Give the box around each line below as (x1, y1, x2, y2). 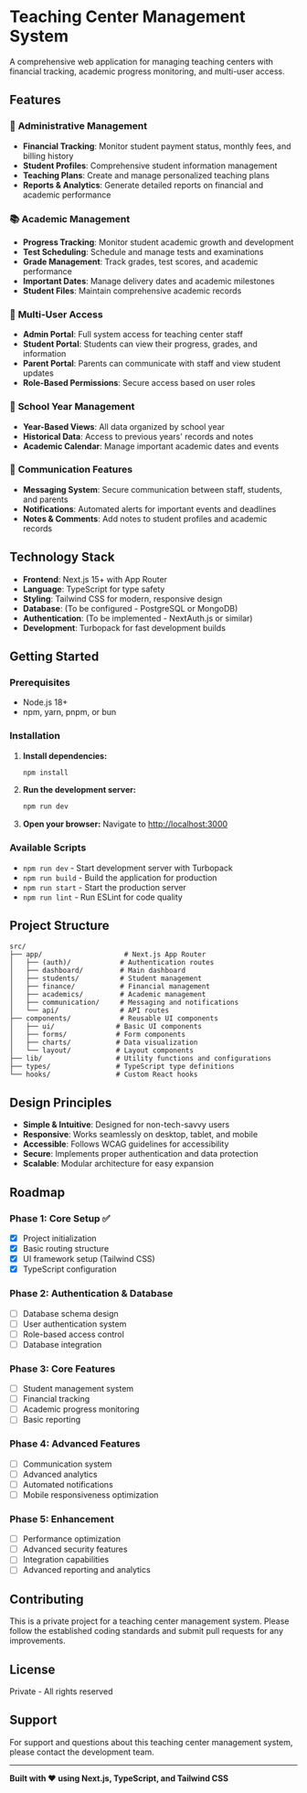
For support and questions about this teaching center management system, (9, 1736, 293, 1747)
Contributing (9, 1591, 84, 1606)
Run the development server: (22, 784, 137, 795)
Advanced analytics (22, 1468, 98, 1479)
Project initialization (22, 1233, 98, 1243)
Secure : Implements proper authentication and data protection (22, 1148, 259, 1159)
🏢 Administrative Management (9, 120, 148, 133)
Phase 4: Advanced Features (9, 1437, 141, 1450)
